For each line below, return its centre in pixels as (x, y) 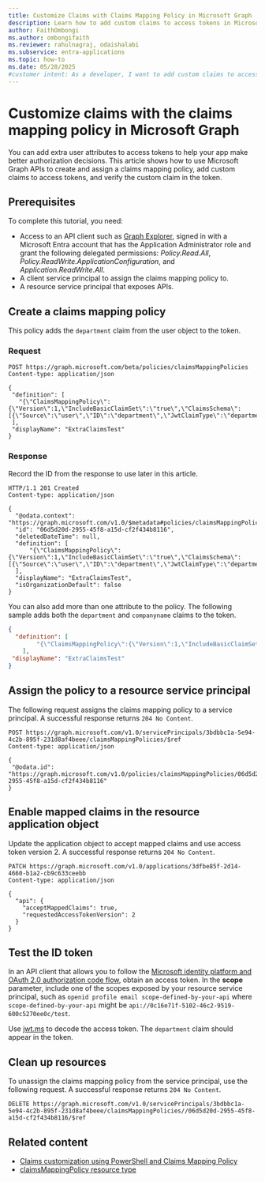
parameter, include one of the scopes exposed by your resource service (125, 988)
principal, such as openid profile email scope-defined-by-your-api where (130, 997)
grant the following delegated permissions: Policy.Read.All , (115, 253)
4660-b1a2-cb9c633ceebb (47, 873)
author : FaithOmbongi (44, 30)
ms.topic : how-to (37, 60)
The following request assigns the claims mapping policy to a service (120, 710)
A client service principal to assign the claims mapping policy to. (124, 278)
